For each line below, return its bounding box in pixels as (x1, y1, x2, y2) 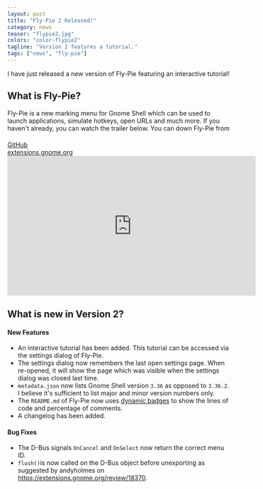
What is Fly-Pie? (7, 90, 82, 102)
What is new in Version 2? (7, 308, 124, 320)
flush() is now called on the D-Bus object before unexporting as (17, 458, 206, 467)
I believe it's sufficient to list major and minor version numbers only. (17, 389, 216, 397)
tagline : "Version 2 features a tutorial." (7, 43, 138, 50)
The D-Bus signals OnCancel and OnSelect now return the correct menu (17, 444, 225, 452)
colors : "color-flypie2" (7, 37, 81, 44)
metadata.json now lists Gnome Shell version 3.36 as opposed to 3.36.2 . (17, 381, 230, 390)
